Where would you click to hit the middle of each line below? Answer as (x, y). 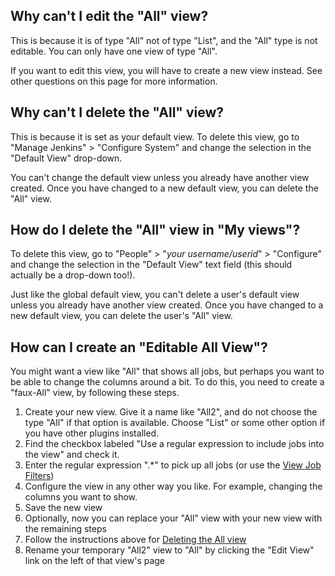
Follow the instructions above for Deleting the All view (135, 540)
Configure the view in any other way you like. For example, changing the (173, 486)
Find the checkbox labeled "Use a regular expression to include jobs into (174, 444)
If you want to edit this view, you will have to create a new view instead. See (166, 70)
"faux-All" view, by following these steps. (95, 393)
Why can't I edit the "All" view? (109, 16)
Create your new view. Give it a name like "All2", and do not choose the (171, 412)
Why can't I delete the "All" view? (117, 112)
